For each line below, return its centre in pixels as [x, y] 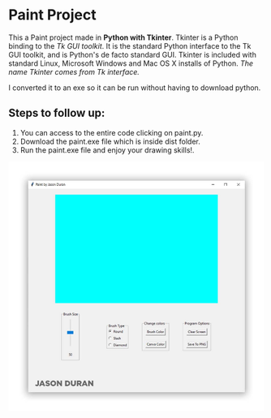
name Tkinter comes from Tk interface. [74, 71]
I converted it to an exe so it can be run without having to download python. [135, 88]
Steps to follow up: [57, 113]
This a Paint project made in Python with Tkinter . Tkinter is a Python [123, 37]
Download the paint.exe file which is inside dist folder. [110, 141]
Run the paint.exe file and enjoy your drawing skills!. [107, 150]
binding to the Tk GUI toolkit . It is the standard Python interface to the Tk [130, 45]
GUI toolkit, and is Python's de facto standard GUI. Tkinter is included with [133, 54]
